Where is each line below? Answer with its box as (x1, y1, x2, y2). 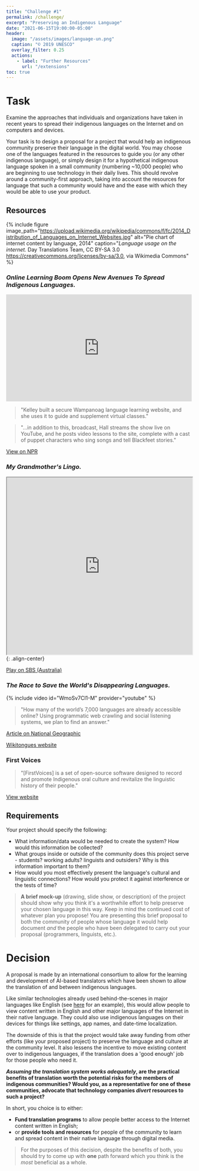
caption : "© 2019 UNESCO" (11, 42, 75, 48)
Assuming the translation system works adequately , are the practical (6, 1068, 180, 1075)
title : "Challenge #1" (6, 8, 62, 15)
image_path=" (6, 227, 41, 234)
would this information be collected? (14, 844, 103, 851)
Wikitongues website (6, 741, 57, 748)
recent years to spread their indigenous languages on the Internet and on (6, 120, 184, 128)
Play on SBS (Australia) (6, 666, 62, 673)
